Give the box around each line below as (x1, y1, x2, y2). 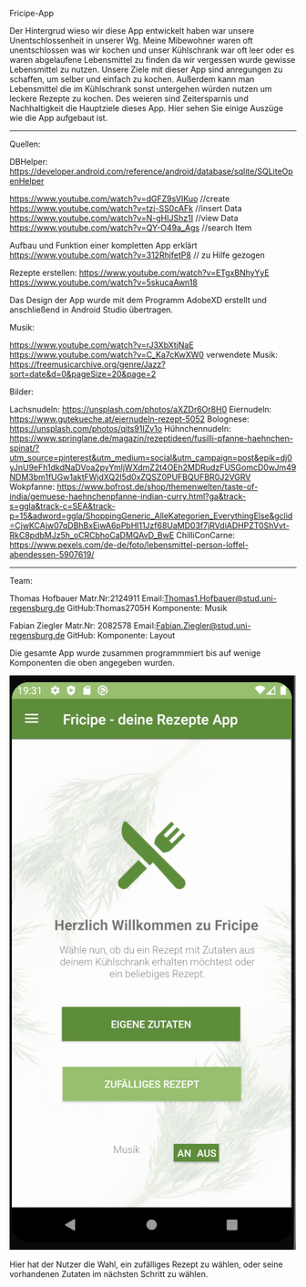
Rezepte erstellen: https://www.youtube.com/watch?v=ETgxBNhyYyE (9, 268, 270, 278)
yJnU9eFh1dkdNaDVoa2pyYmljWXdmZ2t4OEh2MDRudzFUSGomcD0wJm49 (9, 462, 297, 473)
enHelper (9, 176, 45, 186)
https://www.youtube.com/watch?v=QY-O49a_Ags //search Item (9, 222, 252, 233)
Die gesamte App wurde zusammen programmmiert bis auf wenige (9, 648, 261, 659)
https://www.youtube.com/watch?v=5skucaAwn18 (9, 277, 199, 288)
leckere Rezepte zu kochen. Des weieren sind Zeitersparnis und (9, 93, 249, 104)
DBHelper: (9, 157, 48, 167)
